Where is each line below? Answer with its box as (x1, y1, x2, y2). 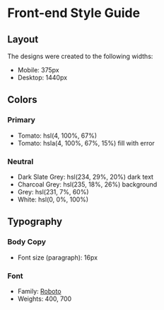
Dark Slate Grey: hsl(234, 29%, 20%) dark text (17, 172, 154, 181)
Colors (7, 94, 37, 106)
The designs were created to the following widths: (7, 52, 153, 60)
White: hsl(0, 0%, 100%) (17, 195, 89, 204)
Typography (7, 216, 62, 228)
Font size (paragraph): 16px (17, 253, 98, 262)
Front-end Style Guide (7, 5, 140, 21)
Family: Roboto (17, 287, 61, 295)
